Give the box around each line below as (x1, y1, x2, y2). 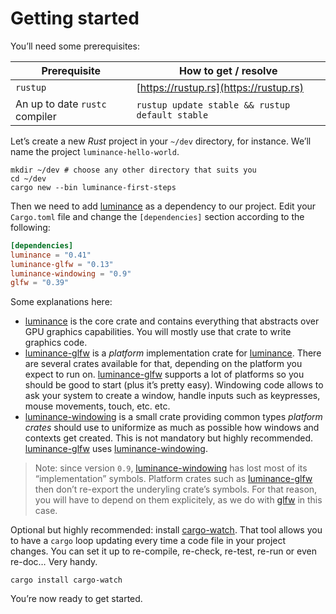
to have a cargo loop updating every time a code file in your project (10, 535, 287, 547)
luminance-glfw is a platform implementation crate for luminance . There (24, 347, 322, 359)
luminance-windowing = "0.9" (10, 268, 132, 279)
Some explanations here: (10, 296, 113, 308)
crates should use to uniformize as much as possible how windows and (24, 422, 320, 434)
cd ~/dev (10, 173, 47, 184)
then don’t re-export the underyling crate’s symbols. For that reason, (34, 483, 318, 496)
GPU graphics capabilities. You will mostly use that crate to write (24, 326, 292, 338)
